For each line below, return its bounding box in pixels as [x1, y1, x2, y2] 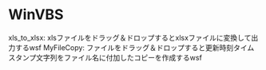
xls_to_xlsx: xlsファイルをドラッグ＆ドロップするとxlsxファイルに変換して [8, 33, 252, 42]
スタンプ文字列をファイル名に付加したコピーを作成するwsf [8, 52, 202, 62]
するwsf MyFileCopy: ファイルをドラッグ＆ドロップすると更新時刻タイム [14, 42, 255, 52]
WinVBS [8, 6, 64, 24]
